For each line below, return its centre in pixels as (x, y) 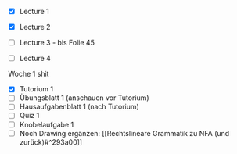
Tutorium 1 (36, 89)
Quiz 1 (29, 116)
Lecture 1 (34, 11)
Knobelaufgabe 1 (47, 124)
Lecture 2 (35, 27)
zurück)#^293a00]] (51, 142)
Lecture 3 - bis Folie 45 (57, 43)
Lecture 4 (35, 59)
